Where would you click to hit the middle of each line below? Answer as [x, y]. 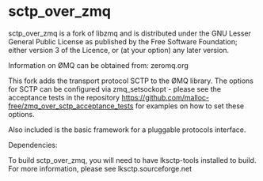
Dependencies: [33, 145]
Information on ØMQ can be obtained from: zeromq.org [98, 65]
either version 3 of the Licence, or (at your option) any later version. [119, 50]
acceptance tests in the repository [64, 97]
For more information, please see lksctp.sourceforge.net [100, 168]
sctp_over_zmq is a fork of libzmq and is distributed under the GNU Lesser [130, 33]
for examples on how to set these [189, 106]
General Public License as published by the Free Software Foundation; [123, 41]
